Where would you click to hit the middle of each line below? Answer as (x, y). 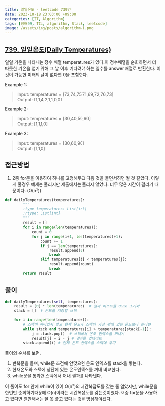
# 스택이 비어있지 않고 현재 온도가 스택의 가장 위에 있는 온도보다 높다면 (87, 324)
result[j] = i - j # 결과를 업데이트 (67, 338)
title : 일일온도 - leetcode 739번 (38, 10)
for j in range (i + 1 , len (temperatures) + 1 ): (77, 236)
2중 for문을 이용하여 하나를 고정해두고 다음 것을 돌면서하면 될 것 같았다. (81, 178)
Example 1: (16, 84)
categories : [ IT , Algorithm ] (35, 19)
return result (37, 273)
